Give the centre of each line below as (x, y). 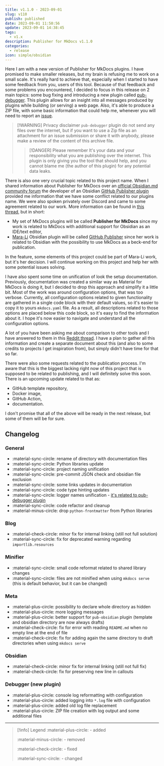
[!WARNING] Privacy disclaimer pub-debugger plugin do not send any (86, 125)
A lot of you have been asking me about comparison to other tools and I (77, 333)
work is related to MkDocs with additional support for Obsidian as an (81, 227)
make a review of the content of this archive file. (65, 141)
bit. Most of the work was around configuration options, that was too (74, 292)
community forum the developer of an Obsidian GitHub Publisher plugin (77, 191)
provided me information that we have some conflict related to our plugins (80, 196)
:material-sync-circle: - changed (50, 758)
